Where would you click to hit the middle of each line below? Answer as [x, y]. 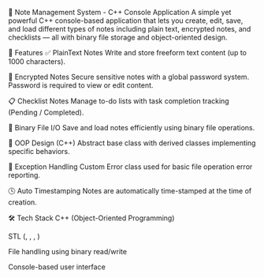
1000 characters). [37, 62]
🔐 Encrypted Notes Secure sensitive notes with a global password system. [129, 77]
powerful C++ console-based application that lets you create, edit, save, [126, 21]
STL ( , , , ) [24, 236]
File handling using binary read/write [68, 252]
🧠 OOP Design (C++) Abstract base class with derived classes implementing [132, 143]
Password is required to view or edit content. [81, 85]
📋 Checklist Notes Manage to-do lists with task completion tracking [119, 101]
